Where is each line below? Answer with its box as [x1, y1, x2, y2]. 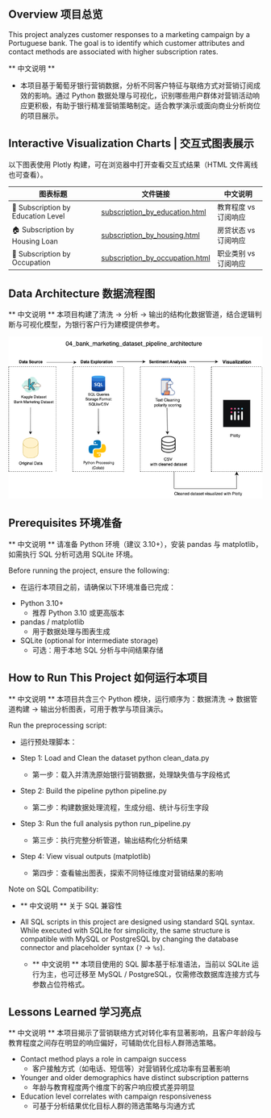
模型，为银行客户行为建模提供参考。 [43, 319, 164, 329]
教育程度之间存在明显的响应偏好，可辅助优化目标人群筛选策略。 [8, 1038, 220, 1048]
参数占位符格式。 [31, 979, 90, 989]
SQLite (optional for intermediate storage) [19, 636, 159, 645]
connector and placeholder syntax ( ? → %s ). [19, 942, 165, 952]
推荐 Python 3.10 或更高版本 [31, 607, 125, 617]
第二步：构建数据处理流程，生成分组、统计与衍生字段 [31, 802, 210, 812]
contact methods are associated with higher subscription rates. [8, 47, 219, 56]
